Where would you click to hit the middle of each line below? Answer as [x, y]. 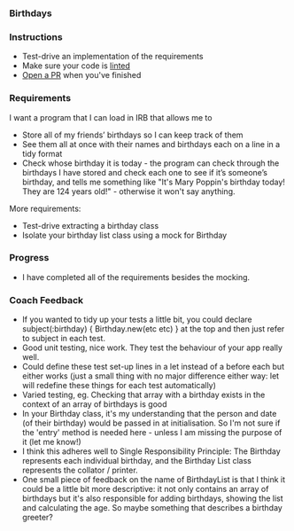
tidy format [42, 153]
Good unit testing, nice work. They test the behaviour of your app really [152, 347]
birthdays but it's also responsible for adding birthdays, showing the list [152, 498]
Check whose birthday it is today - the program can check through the [151, 163]
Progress [29, 258]
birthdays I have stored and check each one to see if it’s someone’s [145, 172]
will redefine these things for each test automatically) [119, 386]
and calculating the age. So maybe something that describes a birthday [152, 508]
